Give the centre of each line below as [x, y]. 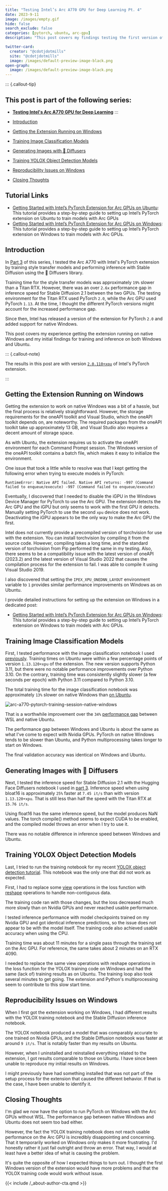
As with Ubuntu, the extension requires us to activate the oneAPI [72, 443]
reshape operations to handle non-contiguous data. [58, 892]
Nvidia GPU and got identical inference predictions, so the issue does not [81, 922]
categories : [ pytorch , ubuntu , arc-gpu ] [48, 33]
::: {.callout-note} [23, 354]
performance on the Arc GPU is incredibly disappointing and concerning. [80, 1137]
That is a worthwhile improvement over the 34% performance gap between [81, 714]
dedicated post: [21, 605]
